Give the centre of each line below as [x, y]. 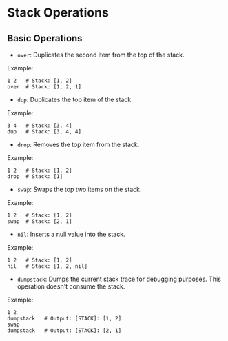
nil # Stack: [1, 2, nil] [48, 266]
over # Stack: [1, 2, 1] [44, 87]
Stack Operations [58, 13]
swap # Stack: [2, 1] [40, 222]
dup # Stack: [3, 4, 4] [44, 132]
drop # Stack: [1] [35, 177]
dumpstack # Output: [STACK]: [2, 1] [64, 331]
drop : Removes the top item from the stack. [78, 144]
